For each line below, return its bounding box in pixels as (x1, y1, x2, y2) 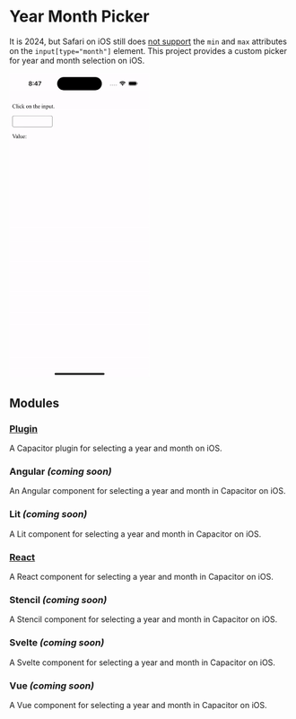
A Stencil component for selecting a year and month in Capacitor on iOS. (9, 614, 278, 625)
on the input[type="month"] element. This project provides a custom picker (9, 45, 287, 56)
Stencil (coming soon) (9, 593, 108, 606)
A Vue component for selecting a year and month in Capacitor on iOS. (9, 699, 267, 710)
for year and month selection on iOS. (9, 55, 145, 66)
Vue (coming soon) (9, 680, 95, 692)
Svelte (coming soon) (9, 636, 105, 649)
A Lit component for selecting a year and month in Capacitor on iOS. (9, 528, 262, 539)
